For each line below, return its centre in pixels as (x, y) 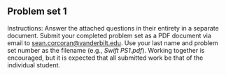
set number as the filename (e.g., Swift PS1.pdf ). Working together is (106, 50)
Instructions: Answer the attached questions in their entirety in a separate (113, 28)
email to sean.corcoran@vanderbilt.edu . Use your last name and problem (113, 43)
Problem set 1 (37, 11)
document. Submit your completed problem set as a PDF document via (110, 35)
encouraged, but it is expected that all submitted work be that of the (105, 58)
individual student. (34, 65)
